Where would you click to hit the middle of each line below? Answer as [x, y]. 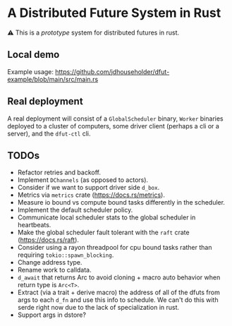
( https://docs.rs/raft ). [48, 240]
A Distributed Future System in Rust [114, 13]
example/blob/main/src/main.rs [53, 79]
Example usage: [31, 71]
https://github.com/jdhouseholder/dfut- [112, 71]
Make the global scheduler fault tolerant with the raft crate [103, 233]
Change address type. [50, 262]
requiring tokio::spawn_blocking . [66, 255]
